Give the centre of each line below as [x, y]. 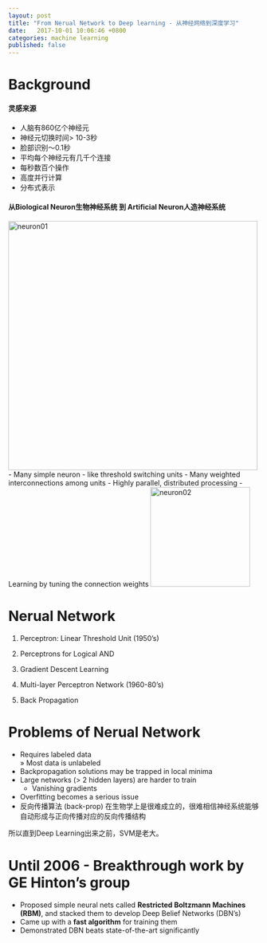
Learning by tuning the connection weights [79, 583]
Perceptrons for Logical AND [67, 654]
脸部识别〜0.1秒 [45, 147]
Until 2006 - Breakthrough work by [126, 865]
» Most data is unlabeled [60, 763]
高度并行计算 [41, 177]
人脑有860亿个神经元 [54, 128]
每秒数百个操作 [44, 167]
